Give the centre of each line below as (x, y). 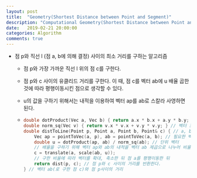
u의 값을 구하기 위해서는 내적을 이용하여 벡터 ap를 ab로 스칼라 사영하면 (104, 101)
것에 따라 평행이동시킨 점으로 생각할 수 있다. (73, 88)
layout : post (22, 11)
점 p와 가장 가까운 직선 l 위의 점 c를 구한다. (72, 69)
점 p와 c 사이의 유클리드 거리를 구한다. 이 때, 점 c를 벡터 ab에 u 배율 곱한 (106, 81)
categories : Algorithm (34, 33)
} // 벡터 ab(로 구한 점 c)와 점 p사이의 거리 (73, 169)
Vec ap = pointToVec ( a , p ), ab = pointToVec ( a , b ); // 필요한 (110, 136)
